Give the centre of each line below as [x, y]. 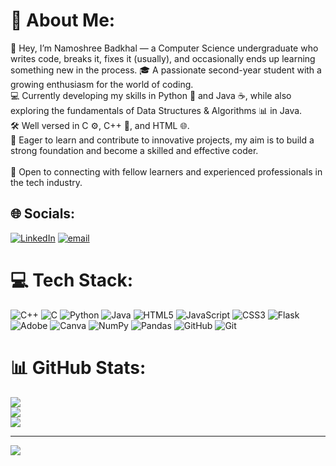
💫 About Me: [63, 20]
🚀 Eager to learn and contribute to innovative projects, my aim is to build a [162, 140]
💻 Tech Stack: [72, 280]
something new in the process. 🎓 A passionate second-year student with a [166, 70]
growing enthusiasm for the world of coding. [102, 84]
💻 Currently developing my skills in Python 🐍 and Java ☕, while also [151, 95]
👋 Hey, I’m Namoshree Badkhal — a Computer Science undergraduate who [164, 48]
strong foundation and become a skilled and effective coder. [134, 150]
